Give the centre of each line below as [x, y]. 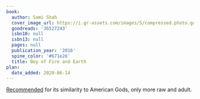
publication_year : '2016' [44, 51]
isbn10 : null [28, 34]
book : [13, 12]
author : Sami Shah [35, 17]
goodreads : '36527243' [40, 28]
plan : [13, 67]
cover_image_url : [33, 23]
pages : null [26, 45]
